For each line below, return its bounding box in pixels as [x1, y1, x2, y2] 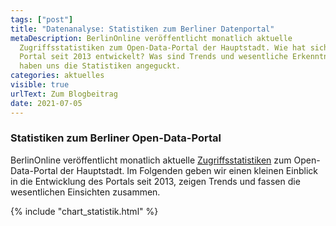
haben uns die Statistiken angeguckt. [19, 61, 182, 71]
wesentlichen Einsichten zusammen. [10, 186, 161, 198]
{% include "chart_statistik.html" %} [10, 205, 159, 217]
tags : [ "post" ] [10, 14, 74, 25]
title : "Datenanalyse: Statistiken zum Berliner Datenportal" [10, 24, 275, 34]
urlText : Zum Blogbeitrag [10, 89, 118, 99]
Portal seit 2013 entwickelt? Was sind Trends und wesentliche [19, 52, 288, 62]
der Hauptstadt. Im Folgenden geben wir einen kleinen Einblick [59, 164, 318, 176]
